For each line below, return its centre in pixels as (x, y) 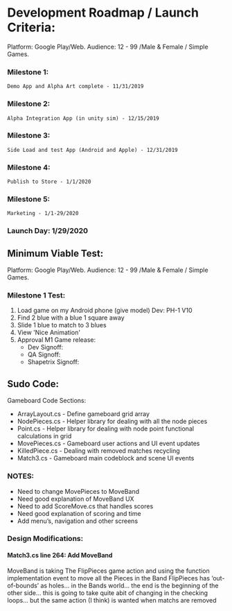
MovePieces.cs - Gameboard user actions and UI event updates (108, 444)
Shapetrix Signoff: (53, 362)
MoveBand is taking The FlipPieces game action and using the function (108, 571)
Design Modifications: (45, 539)
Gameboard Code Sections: (47, 401)
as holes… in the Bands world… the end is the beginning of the (130, 585)
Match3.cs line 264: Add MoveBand (60, 556)
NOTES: (21, 476)
